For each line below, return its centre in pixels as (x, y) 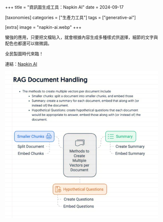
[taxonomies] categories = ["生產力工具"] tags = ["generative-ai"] (70, 18)
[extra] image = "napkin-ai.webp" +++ (43, 27)
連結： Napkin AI (21, 64)
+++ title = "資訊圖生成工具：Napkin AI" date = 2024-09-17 (64, 7)
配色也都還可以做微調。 (28, 43)
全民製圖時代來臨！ (24, 54)
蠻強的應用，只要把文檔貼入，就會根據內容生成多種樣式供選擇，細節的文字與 (81, 37)
